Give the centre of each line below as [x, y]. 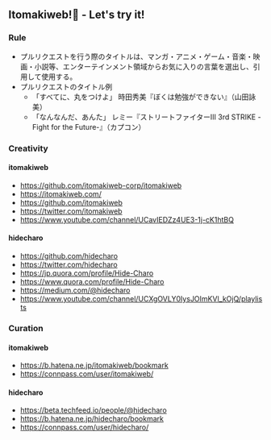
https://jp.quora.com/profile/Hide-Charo [87, 273]
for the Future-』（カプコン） [98, 127]
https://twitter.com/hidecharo [69, 265]
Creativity [28, 148]
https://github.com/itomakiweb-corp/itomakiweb [101, 185]
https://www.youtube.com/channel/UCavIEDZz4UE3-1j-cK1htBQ [127, 219]
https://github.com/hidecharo [69, 256]
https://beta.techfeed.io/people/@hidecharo [93, 410]
